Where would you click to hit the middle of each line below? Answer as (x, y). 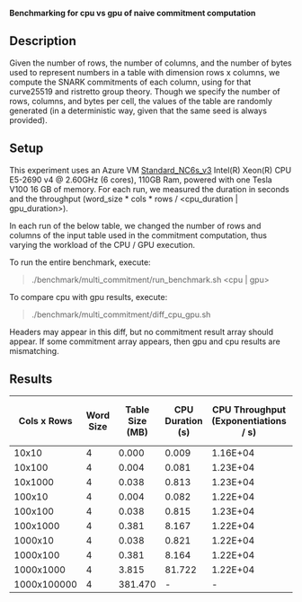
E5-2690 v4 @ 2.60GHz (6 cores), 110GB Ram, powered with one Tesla (141, 180)
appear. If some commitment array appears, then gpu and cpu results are (145, 341)
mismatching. (35, 350)
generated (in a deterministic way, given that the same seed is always (138, 111)
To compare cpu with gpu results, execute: (89, 297)
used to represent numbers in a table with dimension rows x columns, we (145, 72)
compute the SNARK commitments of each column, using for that (130, 82)
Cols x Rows (45, 421)
